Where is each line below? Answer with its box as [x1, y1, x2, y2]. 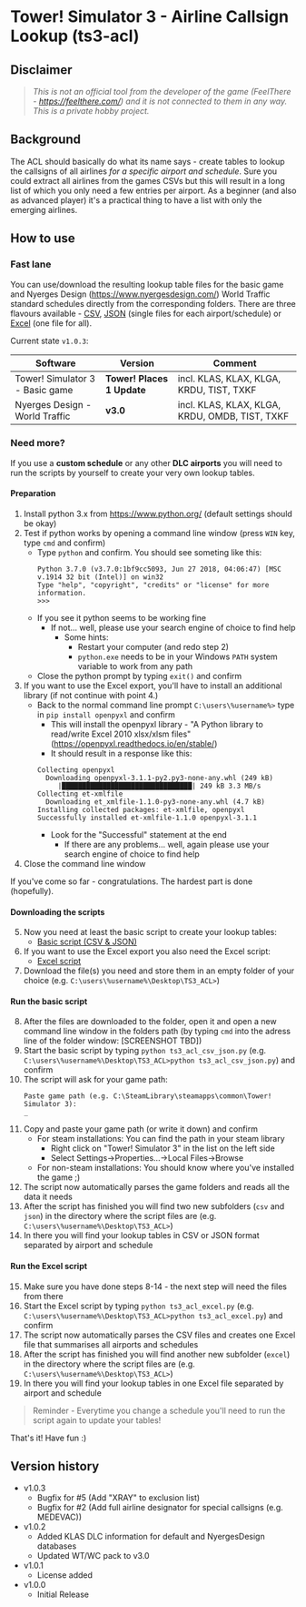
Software [35, 357, 76, 370]
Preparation [10, 488, 56, 499]
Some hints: [64, 632, 109, 643]
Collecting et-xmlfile [36, 789, 123, 798]
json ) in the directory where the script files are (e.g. [23, 1211, 217, 1222]
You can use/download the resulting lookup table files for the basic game [10, 279, 284, 290]
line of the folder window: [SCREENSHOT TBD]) [23, 1035, 202, 1046]
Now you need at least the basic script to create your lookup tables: [23, 927, 278, 938]
